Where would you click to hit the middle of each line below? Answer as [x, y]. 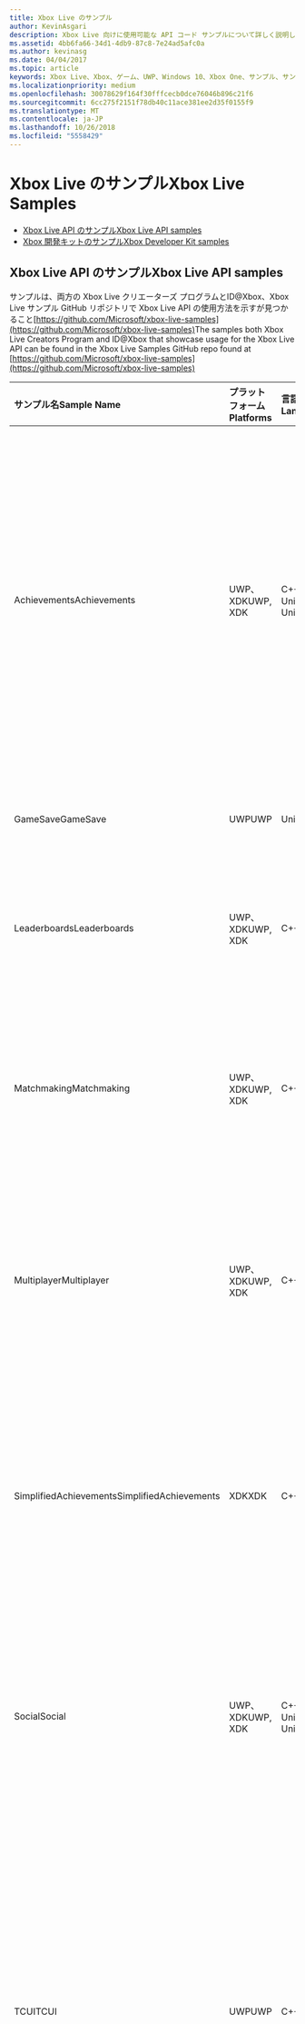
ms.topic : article [44, 69]
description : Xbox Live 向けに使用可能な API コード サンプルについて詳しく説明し [153, 35]
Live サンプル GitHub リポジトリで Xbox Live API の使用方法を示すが [137, 308]
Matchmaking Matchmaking [72, 1088]
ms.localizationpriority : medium [73, 85]
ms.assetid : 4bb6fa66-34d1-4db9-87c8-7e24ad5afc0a [107, 43]
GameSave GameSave [60, 819]
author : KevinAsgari [49, 26]
